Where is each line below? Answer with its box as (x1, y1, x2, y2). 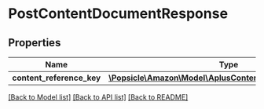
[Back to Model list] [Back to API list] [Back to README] (8, 93, 189, 102)
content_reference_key (12, 72, 101, 83)
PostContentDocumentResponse (8, 5, 229, 23)
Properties (8, 36, 61, 49)
